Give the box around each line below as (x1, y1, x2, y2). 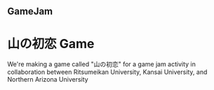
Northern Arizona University (7, 75, 89, 84)
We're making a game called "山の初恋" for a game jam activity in (7, 60, 196, 68)
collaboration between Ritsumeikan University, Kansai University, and (7, 68, 208, 76)
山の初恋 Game (7, 36, 95, 52)
